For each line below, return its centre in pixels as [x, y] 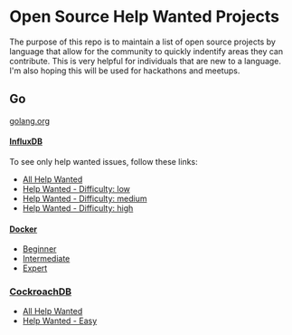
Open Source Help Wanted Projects [145, 17]
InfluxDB [26, 141]
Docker [24, 229]
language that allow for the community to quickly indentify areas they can [146, 51]
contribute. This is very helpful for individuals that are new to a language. [146, 61]
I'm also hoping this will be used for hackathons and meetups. [125, 71]
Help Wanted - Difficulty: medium [85, 198]
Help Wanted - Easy [60, 321]
